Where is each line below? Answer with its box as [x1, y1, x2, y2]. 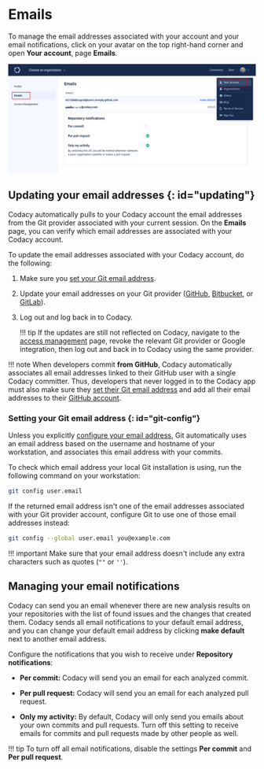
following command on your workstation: [8, 471, 141, 481]
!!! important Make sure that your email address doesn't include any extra [8, 549, 245, 558]
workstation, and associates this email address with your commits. [8, 447, 223, 457]
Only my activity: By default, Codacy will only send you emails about [19, 712, 244, 721]
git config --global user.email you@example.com [8, 534, 170, 542]
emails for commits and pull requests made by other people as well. [19, 728, 239, 738]
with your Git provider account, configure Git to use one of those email [8, 509, 236, 519]
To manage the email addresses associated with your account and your [8, 31, 240, 41]
